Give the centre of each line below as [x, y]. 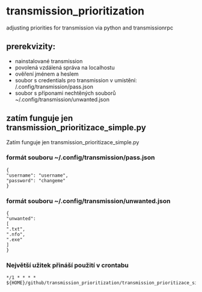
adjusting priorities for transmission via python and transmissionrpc [90, 28]
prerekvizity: [31, 47]
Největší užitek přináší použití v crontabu [68, 266]
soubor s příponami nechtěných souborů [65, 93]
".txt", [16, 230]
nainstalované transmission [49, 61]
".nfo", [16, 235]
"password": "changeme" [36, 181]
